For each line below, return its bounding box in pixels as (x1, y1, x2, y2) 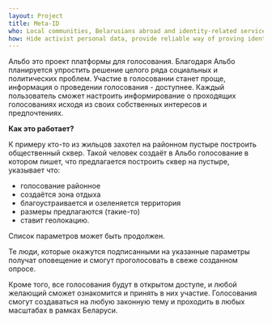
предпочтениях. (8, 108, 64, 118)
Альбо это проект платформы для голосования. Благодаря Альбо (8, 57, 236, 66)
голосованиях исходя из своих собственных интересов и (8, 100, 208, 109)
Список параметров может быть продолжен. (8, 232, 165, 241)
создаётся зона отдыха (19, 189, 101, 199)
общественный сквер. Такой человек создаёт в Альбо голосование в (8, 148, 249, 158)
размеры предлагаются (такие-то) (19, 207, 140, 217)
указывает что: (8, 165, 61, 175)
